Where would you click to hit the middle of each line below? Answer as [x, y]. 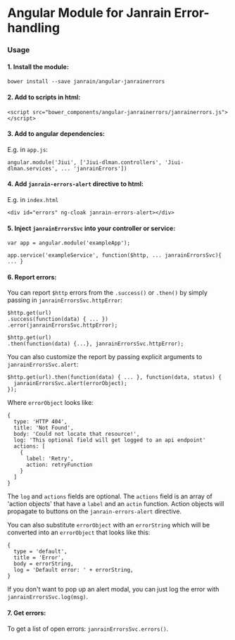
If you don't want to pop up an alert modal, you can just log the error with [113, 589]
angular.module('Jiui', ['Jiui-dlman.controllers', [84, 162]
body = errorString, [44, 564]
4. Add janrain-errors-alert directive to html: [76, 184]
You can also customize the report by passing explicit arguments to [105, 357]
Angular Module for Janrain [89, 13]
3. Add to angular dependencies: [56, 134]
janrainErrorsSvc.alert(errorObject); [71, 384]
